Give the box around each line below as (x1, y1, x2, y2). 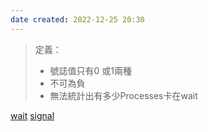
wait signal (10, 109, 55, 121)
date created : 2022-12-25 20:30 (10, 14, 145, 25)
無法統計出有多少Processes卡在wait (49, 89, 198, 101)
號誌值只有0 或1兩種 (49, 64, 133, 76)
